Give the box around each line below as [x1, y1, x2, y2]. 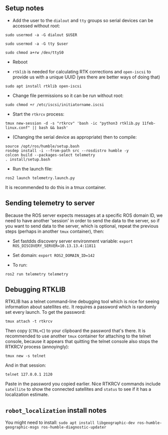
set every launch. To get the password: [5, 309, 86, 315]
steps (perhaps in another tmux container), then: [5, 228, 104, 234]
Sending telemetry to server [5, 199, 95, 208]
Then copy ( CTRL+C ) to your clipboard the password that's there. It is [5, 328, 146, 334]
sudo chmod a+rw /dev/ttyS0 [5, 50, 64, 55]
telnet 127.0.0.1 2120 [5, 372, 53, 377]
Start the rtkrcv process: [12, 111, 65, 117]
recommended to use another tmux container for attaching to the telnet [5, 333, 151, 339]
